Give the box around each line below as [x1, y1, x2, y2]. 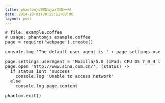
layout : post [5, 16, 32, 21]
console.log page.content [15, 83, 78, 89]
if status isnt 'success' [10, 69, 73, 74]
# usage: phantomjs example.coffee [5, 35, 91, 40]
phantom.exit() [5, 93, 42, 99]
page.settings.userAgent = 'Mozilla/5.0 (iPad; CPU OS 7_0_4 [5, 59, 156, 64]
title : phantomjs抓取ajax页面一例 [5, 7, 71, 12]
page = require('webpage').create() [5, 40, 93, 45]
